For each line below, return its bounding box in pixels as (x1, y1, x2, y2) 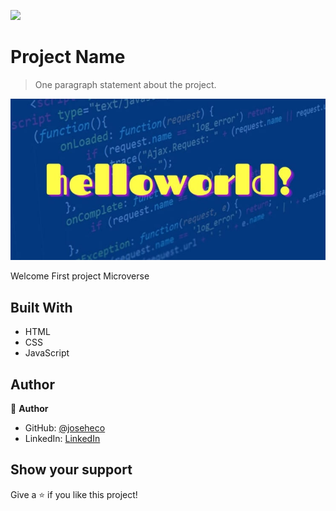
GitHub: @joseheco (24, 422, 106, 434)
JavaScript (24, 347, 70, 359)
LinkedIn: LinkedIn (24, 433, 101, 445)
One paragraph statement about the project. (34, 78, 217, 90)
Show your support (10, 461, 133, 479)
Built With (10, 299, 73, 316)
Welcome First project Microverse (10, 270, 150, 282)
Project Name (10, 46, 126, 69)
